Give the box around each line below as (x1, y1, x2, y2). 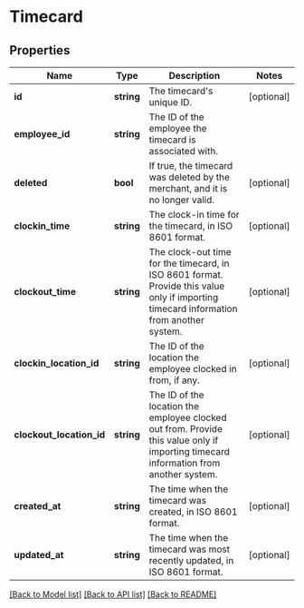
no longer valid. (148, 193, 215, 206)
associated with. (148, 145, 219, 157)
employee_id (14, 128, 71, 140)
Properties (9, 43, 71, 58)
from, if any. (148, 374, 201, 387)
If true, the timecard (148, 160, 233, 172)
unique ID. (148, 96, 193, 108)
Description (168, 70, 221, 82)
